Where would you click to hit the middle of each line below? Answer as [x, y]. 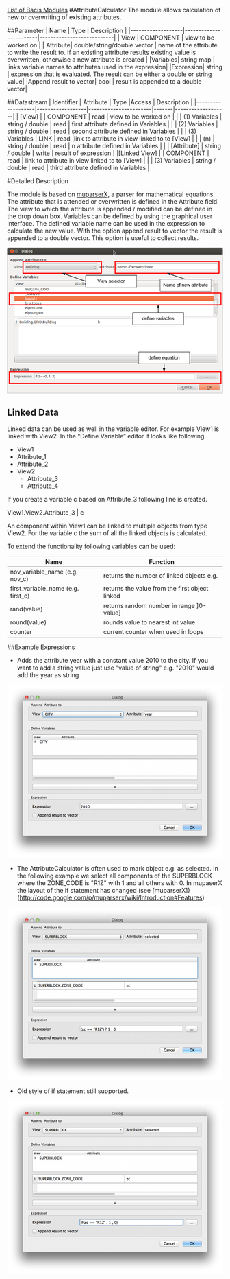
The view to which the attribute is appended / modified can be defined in [110, 209]
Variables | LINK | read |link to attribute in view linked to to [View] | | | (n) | [111, 139]
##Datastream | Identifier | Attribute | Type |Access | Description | [100, 102]
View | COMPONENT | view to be [167, 38]
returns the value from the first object [156, 589]
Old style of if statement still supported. [73, 1091]
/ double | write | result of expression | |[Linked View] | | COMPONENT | [108, 153]
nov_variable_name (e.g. [44, 572]
